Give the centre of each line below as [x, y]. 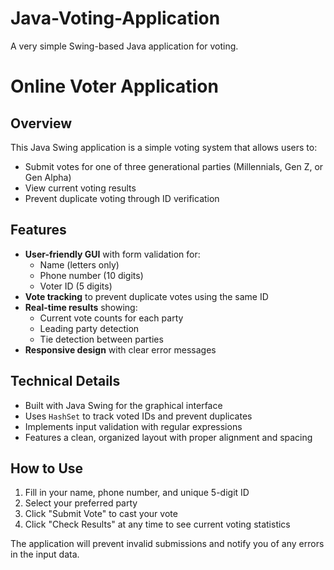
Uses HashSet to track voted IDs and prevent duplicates [138, 416]
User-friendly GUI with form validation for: [112, 254]
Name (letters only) [79, 264]
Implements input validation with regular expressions [133, 426]
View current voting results [80, 188]
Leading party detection [89, 328]
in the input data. [45, 554]
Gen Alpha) [48, 177]
